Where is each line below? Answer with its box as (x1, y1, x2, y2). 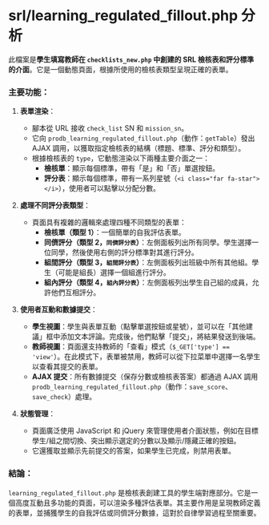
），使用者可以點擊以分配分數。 (58, 184, 161, 193)
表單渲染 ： (19, 107, 56, 116)
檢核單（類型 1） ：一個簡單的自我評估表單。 (43, 228, 186, 237)
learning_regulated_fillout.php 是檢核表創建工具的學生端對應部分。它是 (8, 487, 251, 497)
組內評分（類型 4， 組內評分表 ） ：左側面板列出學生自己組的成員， (43, 277, 252, 288)
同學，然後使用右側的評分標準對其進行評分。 (50, 248, 199, 257)
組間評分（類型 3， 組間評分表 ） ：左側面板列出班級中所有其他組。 (43, 257, 252, 268)
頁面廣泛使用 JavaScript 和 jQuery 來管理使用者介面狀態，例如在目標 (31, 426, 259, 436)
